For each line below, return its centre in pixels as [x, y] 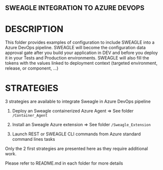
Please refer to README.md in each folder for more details [64, 163]
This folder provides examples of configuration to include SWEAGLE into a [80, 42]
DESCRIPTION [34, 29]
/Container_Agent [30, 116]
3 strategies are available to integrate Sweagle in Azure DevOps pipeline [78, 101]
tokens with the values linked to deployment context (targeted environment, [81, 63]
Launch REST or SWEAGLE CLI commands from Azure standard [76, 134]
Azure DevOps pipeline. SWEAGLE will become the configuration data [75, 48]
